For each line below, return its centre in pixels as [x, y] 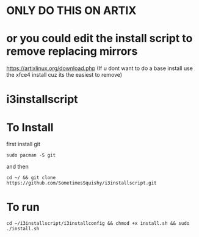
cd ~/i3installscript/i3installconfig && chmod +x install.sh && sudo [98, 224]
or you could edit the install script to [99, 39]
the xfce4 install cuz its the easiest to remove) [64, 75]
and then [17, 167]
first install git [24, 144]
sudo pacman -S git [31, 155]
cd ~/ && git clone [31, 178]
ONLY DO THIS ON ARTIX [71, 11]
